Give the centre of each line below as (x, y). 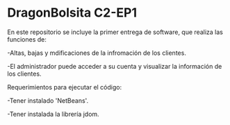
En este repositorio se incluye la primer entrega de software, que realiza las (115, 32)
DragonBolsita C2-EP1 (72, 13)
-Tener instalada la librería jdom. (53, 114)
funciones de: (27, 39)
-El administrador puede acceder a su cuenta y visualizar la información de (115, 66)
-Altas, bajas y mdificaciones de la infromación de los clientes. (97, 53)
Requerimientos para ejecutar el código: (65, 87)
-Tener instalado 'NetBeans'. (48, 100)
